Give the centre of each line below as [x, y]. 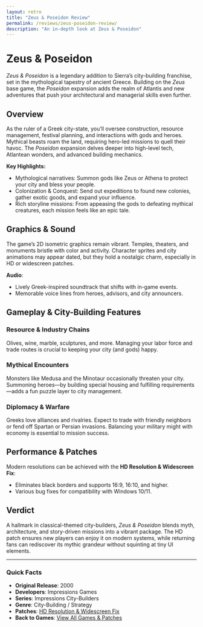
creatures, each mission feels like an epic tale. [72, 210]
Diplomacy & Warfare [38, 407]
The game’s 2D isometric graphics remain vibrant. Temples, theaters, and [98, 244]
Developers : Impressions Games [56, 592]
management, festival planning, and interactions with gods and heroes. [95, 135]
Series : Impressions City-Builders [57, 598]
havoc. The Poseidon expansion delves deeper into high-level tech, [90, 148]
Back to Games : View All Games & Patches [69, 618]
